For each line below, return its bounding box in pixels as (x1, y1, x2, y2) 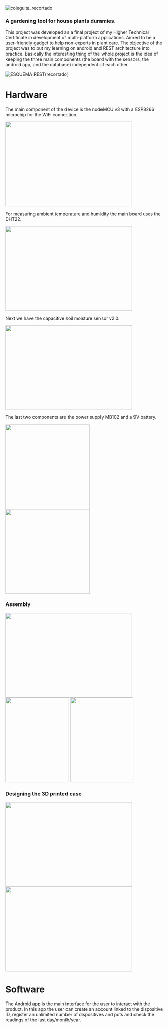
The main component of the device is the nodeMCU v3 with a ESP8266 (5, 106, 155, 112)
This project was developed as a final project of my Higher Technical (5, 29, 149, 35)
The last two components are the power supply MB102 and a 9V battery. (5, 414, 157, 420)
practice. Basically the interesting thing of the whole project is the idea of (5, 51, 158, 57)
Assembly (5, 601, 31, 608)
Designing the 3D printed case (5, 790, 82, 797)
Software (5, 984, 45, 995)
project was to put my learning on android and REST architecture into (5, 45, 150, 51)
